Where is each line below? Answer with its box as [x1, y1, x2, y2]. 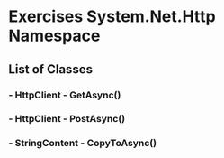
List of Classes [8, 61, 94, 77]
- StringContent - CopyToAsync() [8, 137, 157, 150]
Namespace [8, 25, 101, 46]
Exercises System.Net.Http [8, 6, 217, 27]
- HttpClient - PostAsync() [8, 113, 126, 125]
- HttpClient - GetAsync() [8, 88, 121, 101]
